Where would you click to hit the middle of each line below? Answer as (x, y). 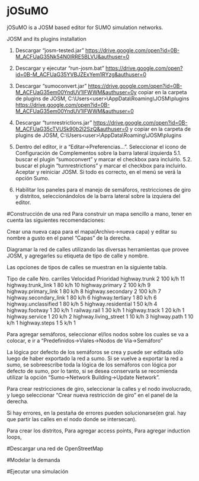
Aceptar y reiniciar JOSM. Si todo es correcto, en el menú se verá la (98, 172)
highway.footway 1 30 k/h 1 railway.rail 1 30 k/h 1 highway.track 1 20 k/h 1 (96, 310)
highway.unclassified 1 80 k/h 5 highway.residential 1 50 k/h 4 (82, 304)
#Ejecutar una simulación (38, 471)
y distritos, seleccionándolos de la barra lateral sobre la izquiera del (98, 196)
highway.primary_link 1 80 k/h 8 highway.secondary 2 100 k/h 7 (84, 291)
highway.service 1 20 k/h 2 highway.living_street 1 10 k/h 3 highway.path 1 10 (100, 316)
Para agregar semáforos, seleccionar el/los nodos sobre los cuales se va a (98, 334)
